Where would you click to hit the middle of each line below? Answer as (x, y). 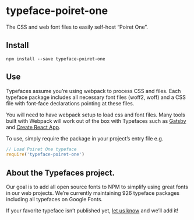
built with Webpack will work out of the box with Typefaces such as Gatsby (96, 121)
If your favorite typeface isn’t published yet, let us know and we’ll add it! (92, 211)
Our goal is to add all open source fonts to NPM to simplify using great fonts (97, 187)
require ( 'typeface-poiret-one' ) (45, 154)
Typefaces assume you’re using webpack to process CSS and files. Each (94, 91)
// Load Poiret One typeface (41, 149)
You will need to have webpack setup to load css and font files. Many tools (96, 115)
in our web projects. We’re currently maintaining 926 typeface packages (93, 193)
